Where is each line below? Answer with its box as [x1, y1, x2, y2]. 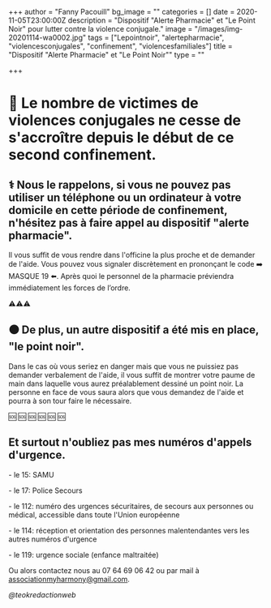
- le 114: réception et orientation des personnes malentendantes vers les [8, 525, 250, 535]
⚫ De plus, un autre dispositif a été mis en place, [8, 323, 260, 337]
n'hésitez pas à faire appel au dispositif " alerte [8, 216, 250, 229]
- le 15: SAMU [8, 469, 54, 479]
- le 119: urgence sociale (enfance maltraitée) [8, 550, 159, 559]
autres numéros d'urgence [8, 534, 97, 544]
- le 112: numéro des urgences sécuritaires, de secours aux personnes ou [8, 501, 254, 511]
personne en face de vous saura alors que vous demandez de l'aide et [8, 387, 244, 396]
